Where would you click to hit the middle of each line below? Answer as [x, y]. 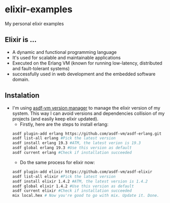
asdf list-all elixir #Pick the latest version [64, 176]
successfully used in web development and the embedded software [84, 74]
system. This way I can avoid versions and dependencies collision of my [88, 113]
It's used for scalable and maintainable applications [66, 57]
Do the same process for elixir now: [57, 162]
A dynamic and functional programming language [65, 52]
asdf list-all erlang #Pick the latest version [64, 138]
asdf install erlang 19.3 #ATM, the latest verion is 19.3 [77, 143]
